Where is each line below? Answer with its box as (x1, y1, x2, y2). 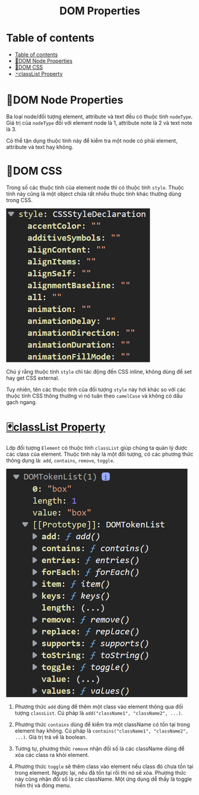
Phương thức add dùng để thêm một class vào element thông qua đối (14, 703, 183, 710)
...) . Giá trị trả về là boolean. (14, 733, 87, 740)
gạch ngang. (6, 399, 37, 405)
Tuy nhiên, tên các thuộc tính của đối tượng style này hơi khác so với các (6, 386, 186, 393)
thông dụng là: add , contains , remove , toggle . (6, 456, 115, 464)
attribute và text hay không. (6, 144, 74, 151)
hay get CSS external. (6, 374, 59, 381)
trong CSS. (6, 197, 33, 203)
